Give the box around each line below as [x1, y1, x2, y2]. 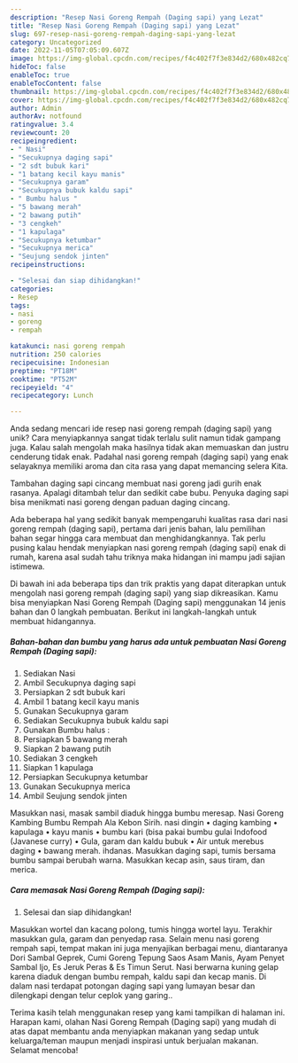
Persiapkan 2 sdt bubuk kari [22, 687, 126, 698]
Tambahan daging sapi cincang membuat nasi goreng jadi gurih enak [10, 478, 262, 489]
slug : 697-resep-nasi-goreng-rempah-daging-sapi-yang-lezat [10, 29, 237, 38]
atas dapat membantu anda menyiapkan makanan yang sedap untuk [10, 1026, 260, 1037]
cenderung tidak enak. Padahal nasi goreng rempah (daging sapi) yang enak [10, 451, 289, 462]
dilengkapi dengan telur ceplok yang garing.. [10, 990, 173, 1001]
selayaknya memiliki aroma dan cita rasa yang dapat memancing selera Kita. [10, 461, 288, 472]
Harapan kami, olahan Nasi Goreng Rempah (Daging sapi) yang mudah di [10, 1017, 277, 1028]
